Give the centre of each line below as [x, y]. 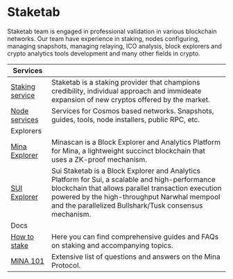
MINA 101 [28, 261]
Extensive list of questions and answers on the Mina [136, 256]
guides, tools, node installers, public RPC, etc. [125, 119]
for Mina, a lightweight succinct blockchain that [128, 151]
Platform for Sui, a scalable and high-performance [133, 179]
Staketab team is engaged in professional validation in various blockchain [112, 31]
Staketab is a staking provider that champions [126, 82]
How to [23, 237]
